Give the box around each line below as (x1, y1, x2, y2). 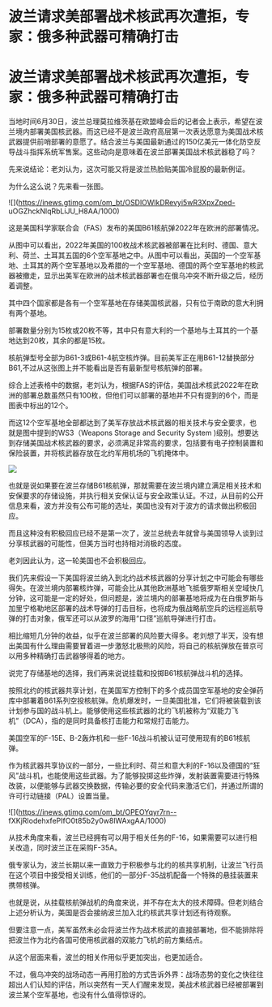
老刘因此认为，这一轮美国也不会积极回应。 (8, 556, 151, 566)
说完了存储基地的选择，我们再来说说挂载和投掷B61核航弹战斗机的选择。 (8, 669, 248, 678)
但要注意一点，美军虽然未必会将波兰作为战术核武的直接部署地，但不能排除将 (8, 925, 264, 935)
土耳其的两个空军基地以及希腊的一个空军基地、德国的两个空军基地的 (22, 260, 249, 270)
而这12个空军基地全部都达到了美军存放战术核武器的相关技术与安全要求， (8, 418, 250, 428)
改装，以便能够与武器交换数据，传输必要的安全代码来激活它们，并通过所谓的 (8, 781, 264, 791)
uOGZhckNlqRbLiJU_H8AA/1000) (8, 206, 120, 216)
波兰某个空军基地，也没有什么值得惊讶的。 (8, 990, 151, 1000)
